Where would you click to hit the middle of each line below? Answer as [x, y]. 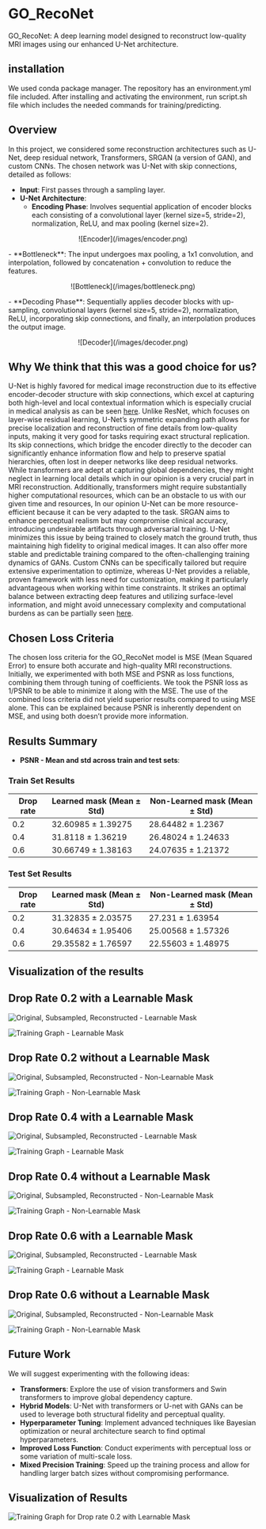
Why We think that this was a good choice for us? [133, 366]
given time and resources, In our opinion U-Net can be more [106, 504]
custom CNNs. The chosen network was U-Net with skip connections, [123, 166]
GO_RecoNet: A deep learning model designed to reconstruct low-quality [127, 36]
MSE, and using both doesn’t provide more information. [98, 716]
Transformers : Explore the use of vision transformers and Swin [123, 1389]
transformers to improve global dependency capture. [106, 1397]
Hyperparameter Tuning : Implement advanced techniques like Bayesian [138, 1422]
